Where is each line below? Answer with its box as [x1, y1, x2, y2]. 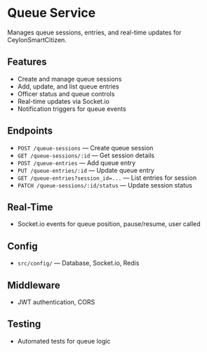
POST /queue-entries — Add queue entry [17, 158, 136, 167]
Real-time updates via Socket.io [17, 97, 110, 105]
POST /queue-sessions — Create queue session [17, 143, 154, 152]
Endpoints [7, 125, 53, 137]
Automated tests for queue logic [17, 337, 111, 345]
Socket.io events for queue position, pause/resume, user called [17, 220, 201, 228]
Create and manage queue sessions [17, 74, 122, 83]
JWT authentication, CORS [17, 298, 95, 306]
